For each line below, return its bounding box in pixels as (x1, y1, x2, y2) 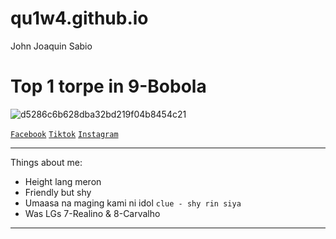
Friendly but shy (24, 186, 92, 198)
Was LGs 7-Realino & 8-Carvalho (24, 207, 161, 219)
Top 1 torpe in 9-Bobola (10, 75, 207, 98)
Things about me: (10, 156, 83, 168)
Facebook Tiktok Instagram (10, 129, 119, 139)
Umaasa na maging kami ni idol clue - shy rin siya (24, 197, 242, 209)
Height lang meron (24, 175, 102, 187)
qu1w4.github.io (10, 7, 149, 30)
